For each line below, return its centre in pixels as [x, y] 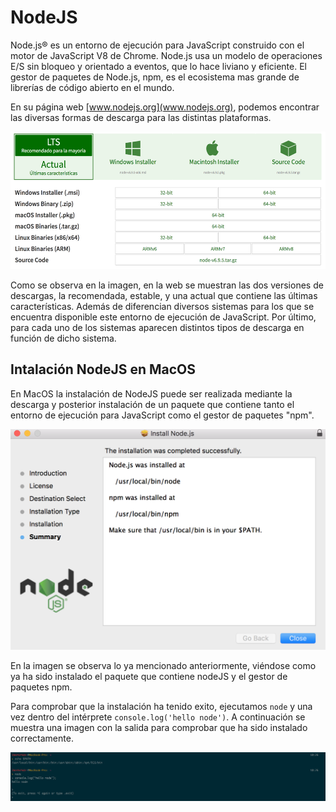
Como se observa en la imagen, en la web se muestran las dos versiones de [167, 285]
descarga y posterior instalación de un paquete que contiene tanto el [152, 404]
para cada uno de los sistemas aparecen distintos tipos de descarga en [157, 327]
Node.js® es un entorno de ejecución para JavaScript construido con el [157, 45]
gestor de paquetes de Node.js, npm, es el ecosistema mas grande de [155, 77]
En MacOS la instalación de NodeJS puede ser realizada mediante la [151, 393]
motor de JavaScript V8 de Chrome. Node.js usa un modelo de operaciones [166, 55]
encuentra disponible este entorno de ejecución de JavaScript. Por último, [163, 317]
